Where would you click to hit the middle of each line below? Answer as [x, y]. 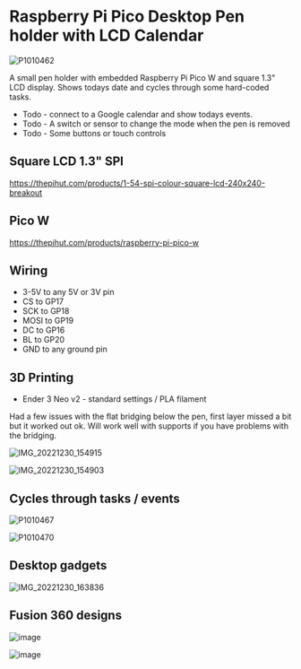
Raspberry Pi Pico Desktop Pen [127, 17]
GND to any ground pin [64, 349]
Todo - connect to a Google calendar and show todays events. [138, 114]
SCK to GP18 [46, 311]
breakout [26, 192]
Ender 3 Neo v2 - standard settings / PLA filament [114, 399]
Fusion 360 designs [66, 616]
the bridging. [33, 436]
